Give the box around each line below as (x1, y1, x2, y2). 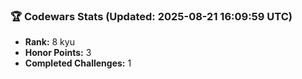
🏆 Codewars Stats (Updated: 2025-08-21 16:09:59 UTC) (10, 9, 293, 23)
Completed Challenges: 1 (24, 57, 132, 69)
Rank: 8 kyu (24, 36, 75, 48)
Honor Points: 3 (24, 47, 92, 59)
